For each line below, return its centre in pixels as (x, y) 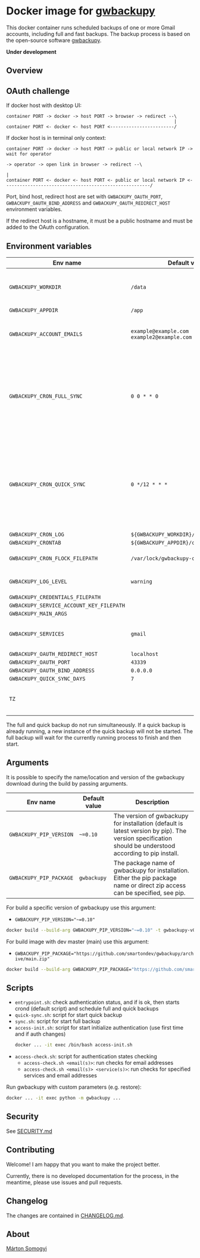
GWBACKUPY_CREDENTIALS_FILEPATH (55, 597)
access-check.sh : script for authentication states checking (86, 1057)
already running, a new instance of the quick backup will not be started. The (100, 731)
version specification (143, 838)
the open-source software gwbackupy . (54, 40)
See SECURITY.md (29, 1131)
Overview (25, 71)
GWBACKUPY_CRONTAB (35, 543)
